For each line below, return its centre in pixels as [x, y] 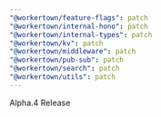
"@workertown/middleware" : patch [73, 52]
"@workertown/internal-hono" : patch [79, 26]
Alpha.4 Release [40, 102]
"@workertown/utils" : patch [63, 77]
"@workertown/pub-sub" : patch [67, 60]
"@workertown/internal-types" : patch [81, 34]
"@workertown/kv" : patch [56, 43]
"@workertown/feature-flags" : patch [79, 18]
